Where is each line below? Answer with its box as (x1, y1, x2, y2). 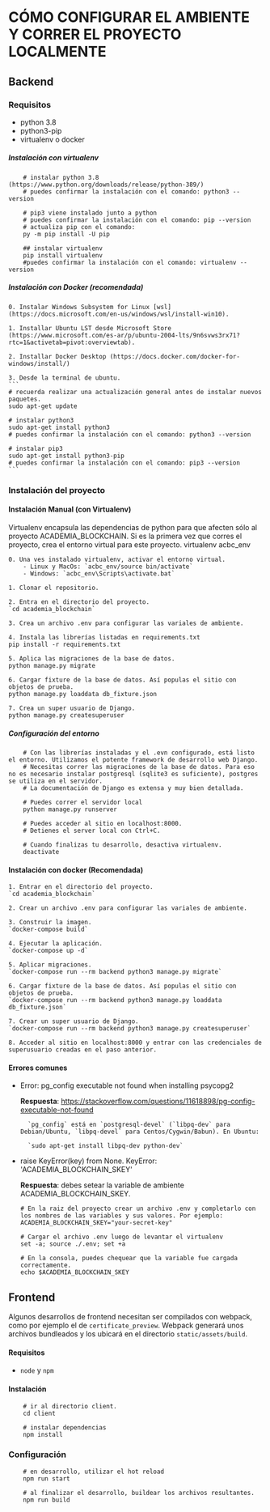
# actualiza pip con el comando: (23, 223, 136, 231)
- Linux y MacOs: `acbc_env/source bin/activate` (23, 563, 194, 571)
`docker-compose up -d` (8, 947, 89, 955)
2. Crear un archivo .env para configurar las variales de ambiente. (8, 904, 248, 912)
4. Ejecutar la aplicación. (8, 940, 103, 948)
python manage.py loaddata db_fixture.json (8, 690, 158, 698)
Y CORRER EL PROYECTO (8, 25, 182, 44)
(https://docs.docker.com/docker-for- (109, 352, 241, 360)
